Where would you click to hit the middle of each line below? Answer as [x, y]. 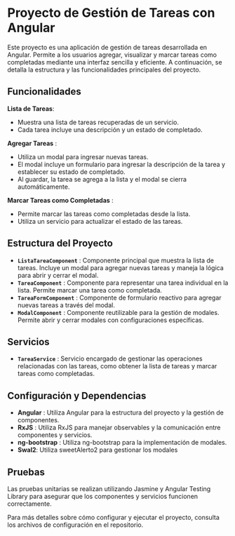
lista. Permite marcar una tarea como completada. [90, 290]
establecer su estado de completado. [71, 172]
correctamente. [29, 504]
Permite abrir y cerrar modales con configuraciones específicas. [110, 320]
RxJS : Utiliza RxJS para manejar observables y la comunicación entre [119, 428]
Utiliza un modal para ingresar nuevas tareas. [83, 156]
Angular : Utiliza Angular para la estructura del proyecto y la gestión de [121, 413]
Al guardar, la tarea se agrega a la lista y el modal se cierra [102, 179]
